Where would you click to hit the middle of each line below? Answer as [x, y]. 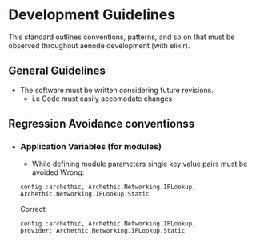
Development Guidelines [92, 15]
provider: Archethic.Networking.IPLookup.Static [102, 231]
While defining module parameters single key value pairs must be [140, 164]
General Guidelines [57, 71]
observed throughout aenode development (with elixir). [99, 45]
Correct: [34, 209]
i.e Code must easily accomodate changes [102, 99]
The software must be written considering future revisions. [116, 90]
